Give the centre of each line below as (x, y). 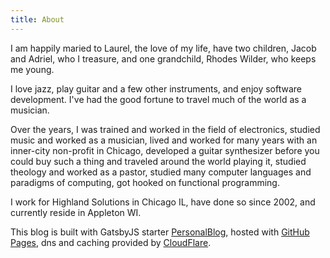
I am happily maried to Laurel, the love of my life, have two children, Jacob (163, 48)
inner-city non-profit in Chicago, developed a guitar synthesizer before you (165, 150)
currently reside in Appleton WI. (76, 212)
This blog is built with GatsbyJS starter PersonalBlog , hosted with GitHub (160, 232)
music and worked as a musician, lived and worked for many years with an (164, 140)
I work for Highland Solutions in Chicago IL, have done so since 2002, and (163, 202)
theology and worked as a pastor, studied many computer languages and (161, 172)
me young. (32, 69)
